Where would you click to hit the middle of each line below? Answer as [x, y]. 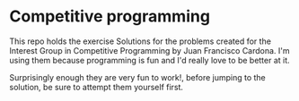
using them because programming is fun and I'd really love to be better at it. [149, 60]
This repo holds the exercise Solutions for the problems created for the [141, 41]
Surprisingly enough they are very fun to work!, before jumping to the [138, 77]
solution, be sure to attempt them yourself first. [97, 87]
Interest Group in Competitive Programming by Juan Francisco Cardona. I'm [149, 50]
